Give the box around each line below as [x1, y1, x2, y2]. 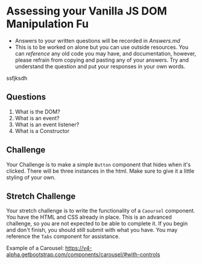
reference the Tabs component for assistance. [6, 233, 120, 240]
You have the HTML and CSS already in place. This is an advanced [6, 213, 172, 221]
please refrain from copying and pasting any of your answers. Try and [14, 56, 189, 63]
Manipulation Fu [6, 17, 89, 31]
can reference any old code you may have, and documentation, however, [14, 50, 197, 57]
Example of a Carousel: [6, 245, 65, 252]
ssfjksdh [6, 74, 28, 82]
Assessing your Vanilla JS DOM [6, 4, 168, 18]
